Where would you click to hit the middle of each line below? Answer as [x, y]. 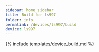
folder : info [19, 20]
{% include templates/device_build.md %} [50, 44]
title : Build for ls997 [31, 15]
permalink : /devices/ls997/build [41, 24]
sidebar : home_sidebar [29, 10]
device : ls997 [21, 29]
